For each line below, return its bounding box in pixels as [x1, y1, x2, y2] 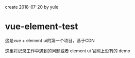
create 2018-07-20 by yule [5, 4, 59, 10]
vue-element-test [5, 21, 79, 32]
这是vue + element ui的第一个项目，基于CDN [5, 37, 95, 43]
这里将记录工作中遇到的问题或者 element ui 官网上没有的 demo [5, 48, 130, 54]
